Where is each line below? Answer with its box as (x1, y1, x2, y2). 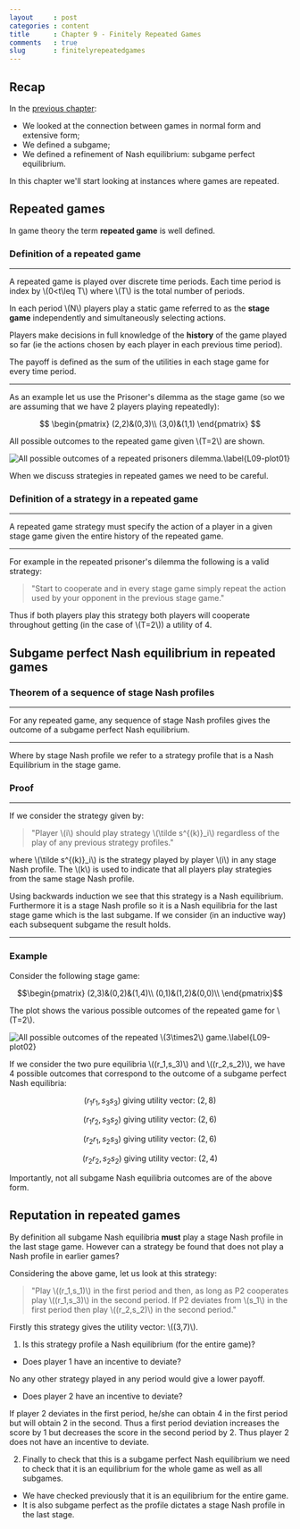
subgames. (21, 1473, 64, 1483)
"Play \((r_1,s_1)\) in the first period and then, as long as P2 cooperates (30, 1285, 289, 1296)
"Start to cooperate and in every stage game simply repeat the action (30, 583, 287, 594)
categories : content (9, 21, 90, 30)
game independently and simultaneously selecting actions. (9, 313, 226, 323)
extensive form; (21, 130, 80, 140)
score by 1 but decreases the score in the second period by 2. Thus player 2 (9, 1426, 290, 1438)
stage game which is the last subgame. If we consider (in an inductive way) (9, 910, 287, 921)
